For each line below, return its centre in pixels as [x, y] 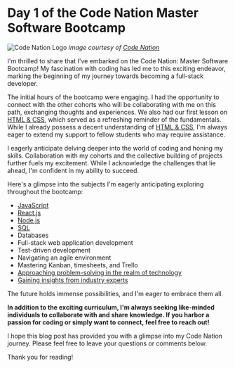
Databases [33, 235]
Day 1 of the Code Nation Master [103, 13]
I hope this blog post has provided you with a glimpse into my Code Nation [115, 336]
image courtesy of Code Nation [114, 47]
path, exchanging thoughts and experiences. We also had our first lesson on [117, 112]
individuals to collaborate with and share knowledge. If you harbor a [108, 315]
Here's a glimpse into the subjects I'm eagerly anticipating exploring [106, 184]
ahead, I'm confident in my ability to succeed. [73, 170]
